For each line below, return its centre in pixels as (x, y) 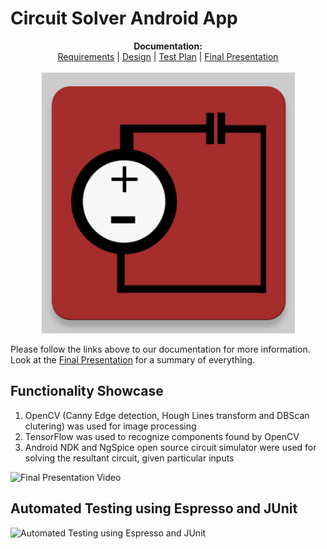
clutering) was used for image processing (110, 426)
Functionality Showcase (87, 391)
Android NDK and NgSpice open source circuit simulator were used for (170, 447)
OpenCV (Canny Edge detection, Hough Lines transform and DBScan (167, 415)
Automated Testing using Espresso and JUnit (154, 508)
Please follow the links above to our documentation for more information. (160, 349)
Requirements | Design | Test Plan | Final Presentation (168, 56)
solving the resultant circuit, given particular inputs (129, 458)
